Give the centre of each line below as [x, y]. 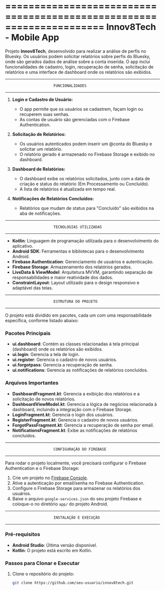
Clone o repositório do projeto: [43, 574]
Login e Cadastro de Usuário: [42, 99]
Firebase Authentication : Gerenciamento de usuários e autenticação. [83, 262]
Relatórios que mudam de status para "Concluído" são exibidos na [87, 208]
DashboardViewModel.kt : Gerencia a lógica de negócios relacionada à [84, 404]
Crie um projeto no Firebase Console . [50, 478]
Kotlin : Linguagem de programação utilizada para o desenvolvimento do [85, 241]
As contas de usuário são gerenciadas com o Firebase [75, 119]
